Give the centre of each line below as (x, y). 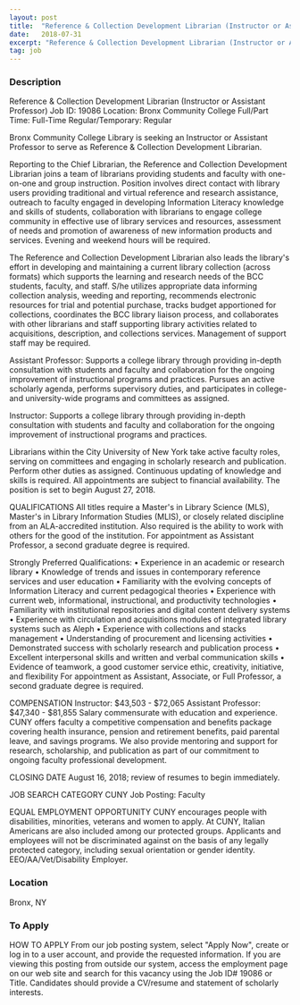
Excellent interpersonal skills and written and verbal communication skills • (147, 657)
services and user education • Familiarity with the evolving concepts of (141, 582)
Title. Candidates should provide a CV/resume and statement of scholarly (144, 983)
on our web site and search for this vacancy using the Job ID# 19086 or (141, 974)
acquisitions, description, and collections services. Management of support (148, 334)
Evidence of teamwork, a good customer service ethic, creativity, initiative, (146, 667)
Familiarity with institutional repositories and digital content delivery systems (150, 610)
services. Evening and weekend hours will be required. (110, 240)
